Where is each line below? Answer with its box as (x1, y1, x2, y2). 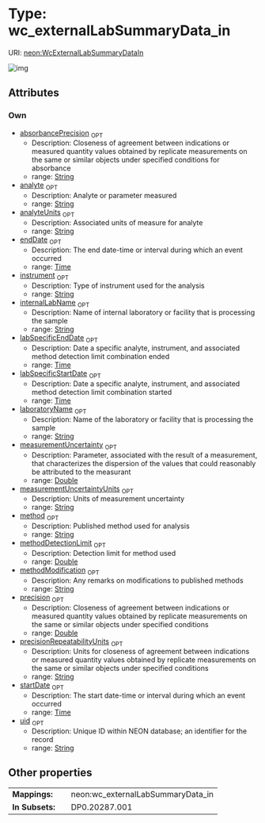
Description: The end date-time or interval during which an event (31, 245, 244, 255)
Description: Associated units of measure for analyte (31, 218, 203, 228)
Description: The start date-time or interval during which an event (31, 691, 246, 700)
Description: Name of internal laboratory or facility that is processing (31, 308, 256, 317)
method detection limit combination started (31, 388, 172, 396)
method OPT (19, 511, 59, 523)
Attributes (8, 86, 59, 100)
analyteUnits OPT (19, 208, 75, 219)
